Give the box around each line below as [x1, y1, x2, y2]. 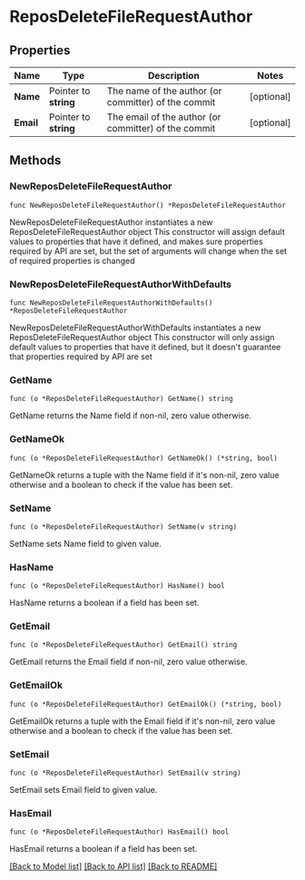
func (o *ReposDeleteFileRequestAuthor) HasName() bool [9, 582, 225, 591]
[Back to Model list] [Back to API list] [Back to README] [9, 861, 218, 872]
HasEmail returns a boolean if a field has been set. [9, 844, 198, 855]
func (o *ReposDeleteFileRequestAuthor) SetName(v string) [9, 522, 238, 532]
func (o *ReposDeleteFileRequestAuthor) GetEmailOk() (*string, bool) [9, 699, 282, 709]
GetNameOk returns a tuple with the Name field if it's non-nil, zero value [9, 469, 280, 480]
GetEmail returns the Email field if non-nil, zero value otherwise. [9, 656, 248, 668]
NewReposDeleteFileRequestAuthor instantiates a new [9, 216, 213, 228]
